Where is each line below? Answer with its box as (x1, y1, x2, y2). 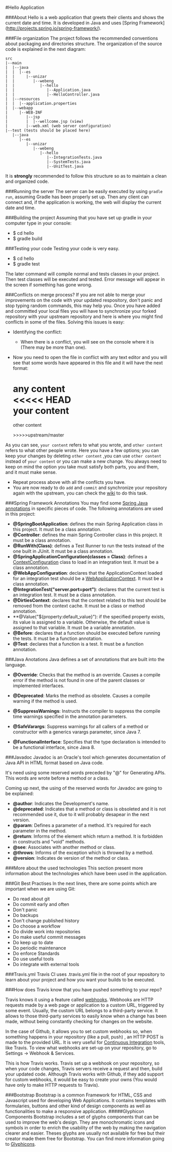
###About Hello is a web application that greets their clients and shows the (5, 14, 164, 20)
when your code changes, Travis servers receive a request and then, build (5, 1065, 163, 1071)
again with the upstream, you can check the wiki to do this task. (12, 490, 148, 496)
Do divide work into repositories (12, 928, 81, 934)
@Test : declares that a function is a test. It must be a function (12, 640, 144, 647)
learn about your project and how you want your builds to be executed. (5, 976, 156, 983)
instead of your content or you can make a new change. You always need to (5, 458, 167, 464)
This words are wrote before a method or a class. (5, 775, 109, 781)
